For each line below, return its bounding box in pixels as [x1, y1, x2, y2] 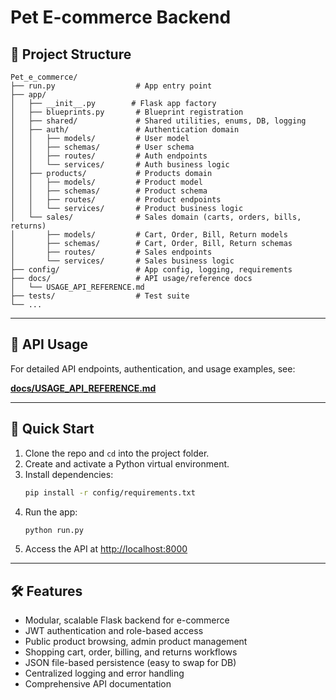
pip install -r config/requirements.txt [24, 487, 196, 498]
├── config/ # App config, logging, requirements [10, 265, 293, 275]
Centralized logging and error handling [24, 667, 185, 680]
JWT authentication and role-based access [24, 625, 204, 637]
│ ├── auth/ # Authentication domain [10, 125, 240, 135]
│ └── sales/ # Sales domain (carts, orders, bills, [10, 212, 302, 222]
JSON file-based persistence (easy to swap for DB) [24, 657, 237, 669]
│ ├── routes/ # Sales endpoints [10, 247, 213, 257]
